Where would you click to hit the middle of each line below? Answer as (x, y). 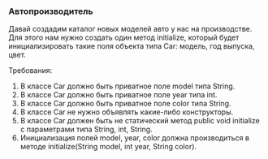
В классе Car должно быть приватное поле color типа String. (125, 104)
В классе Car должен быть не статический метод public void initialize (140, 121)
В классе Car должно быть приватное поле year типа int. (119, 95)
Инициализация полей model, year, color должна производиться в (135, 138)
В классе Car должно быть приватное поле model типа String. (128, 86)
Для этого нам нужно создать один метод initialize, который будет (124, 37)
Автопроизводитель (51, 11)
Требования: (30, 71)
